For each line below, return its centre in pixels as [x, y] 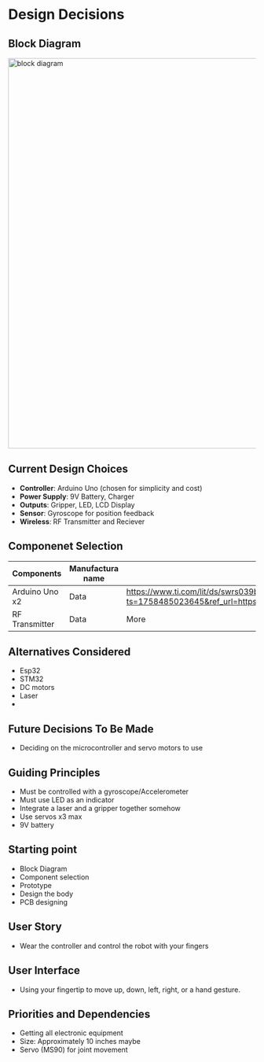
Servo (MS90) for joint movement [73, 1050]
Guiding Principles [54, 773]
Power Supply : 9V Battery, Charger [77, 496]
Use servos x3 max [51, 817]
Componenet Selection [66, 546]
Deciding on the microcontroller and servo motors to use [111, 748]
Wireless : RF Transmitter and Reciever [82, 522]
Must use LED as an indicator [67, 800]
